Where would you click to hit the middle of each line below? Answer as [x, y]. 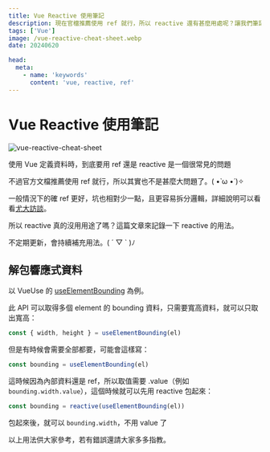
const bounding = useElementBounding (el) [79, 365]
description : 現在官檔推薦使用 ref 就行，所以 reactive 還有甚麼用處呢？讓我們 [131, 23]
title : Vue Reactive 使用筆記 [56, 16]
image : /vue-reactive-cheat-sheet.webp [75, 38]
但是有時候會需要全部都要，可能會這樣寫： [79, 349]
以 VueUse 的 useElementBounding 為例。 [78, 291]
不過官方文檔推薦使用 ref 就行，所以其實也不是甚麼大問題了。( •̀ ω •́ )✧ [126, 181]
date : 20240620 [34, 46]
